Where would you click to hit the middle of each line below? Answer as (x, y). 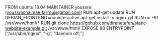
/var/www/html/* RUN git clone (37, 23)
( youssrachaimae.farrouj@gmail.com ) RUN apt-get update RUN (70, 12)
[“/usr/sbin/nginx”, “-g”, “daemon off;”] (44, 33)
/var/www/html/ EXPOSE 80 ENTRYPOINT (91, 28)
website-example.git (26, 28)
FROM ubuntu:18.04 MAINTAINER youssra (48, 7)
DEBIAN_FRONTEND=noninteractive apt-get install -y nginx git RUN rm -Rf (82, 18)
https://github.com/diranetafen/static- (109, 23)
